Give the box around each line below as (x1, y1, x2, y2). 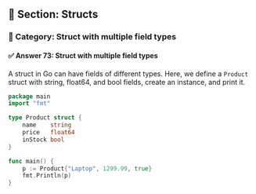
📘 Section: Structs (8, 8, 99, 21)
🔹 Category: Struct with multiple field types (8, 31, 177, 42)
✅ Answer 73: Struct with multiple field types (8, 50, 158, 60)
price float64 (22, 129, 76, 137)
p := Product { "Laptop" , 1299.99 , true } (22, 164, 153, 173)
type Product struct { (8, 114, 82, 122)
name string (22, 121, 72, 130)
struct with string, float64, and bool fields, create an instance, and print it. (8, 77, 246, 86)
